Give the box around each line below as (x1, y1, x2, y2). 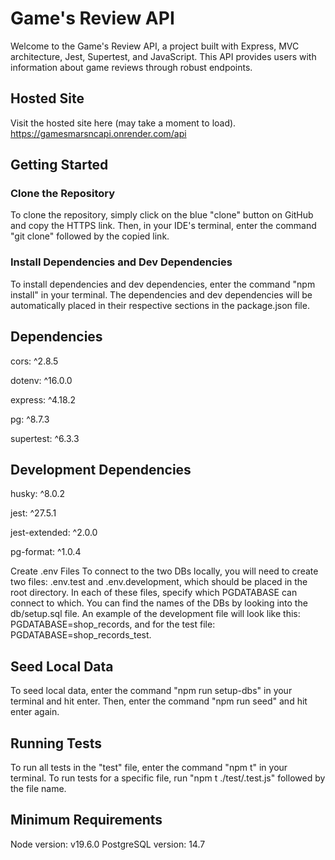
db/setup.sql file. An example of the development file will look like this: (10, 608, 301, 620)
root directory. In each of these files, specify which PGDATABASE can (10, 587, 298, 599)
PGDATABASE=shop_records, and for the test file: (10, 618, 216, 631)
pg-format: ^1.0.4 (10, 546, 82, 558)
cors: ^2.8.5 (10, 355, 59, 367)
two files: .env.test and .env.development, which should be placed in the (10, 576, 308, 588)
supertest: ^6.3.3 (10, 432, 80, 444)
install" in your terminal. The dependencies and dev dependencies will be (10, 288, 313, 301)
